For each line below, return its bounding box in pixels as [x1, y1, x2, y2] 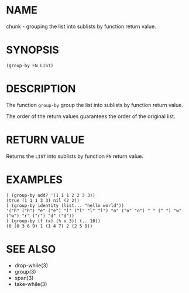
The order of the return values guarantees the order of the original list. [6, 112, 176, 120]
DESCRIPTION [6, 82, 76, 95]
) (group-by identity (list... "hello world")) [6, 202, 125, 208]
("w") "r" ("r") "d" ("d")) [6, 213, 75, 219]
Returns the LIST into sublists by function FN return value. [6, 153, 144, 160]
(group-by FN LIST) [6, 63, 54, 68]
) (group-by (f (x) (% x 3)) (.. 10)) [6, 218, 101, 224]
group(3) [14, 268, 36, 275]
